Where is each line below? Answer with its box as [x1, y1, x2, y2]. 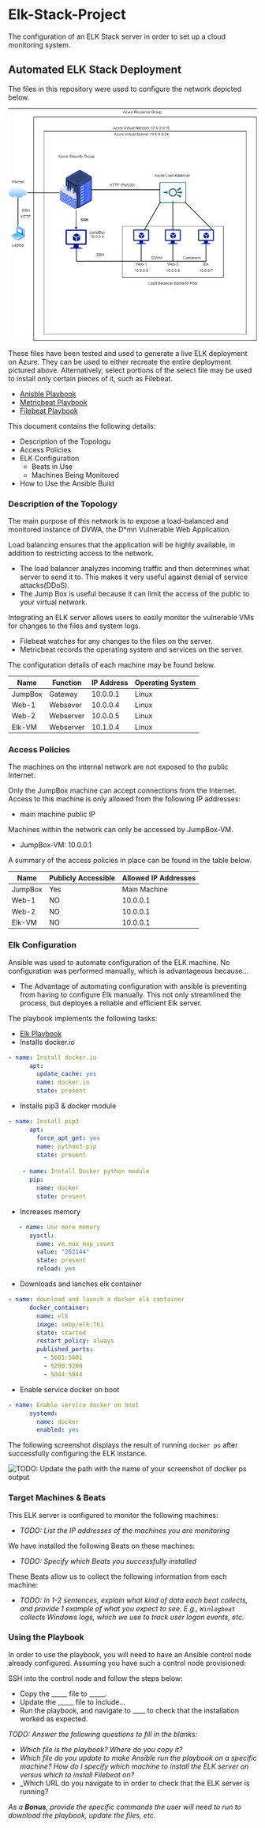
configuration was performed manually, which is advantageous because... [8, 966, 249, 975]
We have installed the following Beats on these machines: [8, 1541, 196, 1550]
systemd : [28, 1410, 58, 1417]
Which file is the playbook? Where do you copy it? [19, 1744, 183, 1754]
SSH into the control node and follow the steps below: [8, 1673, 183, 1682]
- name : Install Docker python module [22, 1168, 150, 1175]
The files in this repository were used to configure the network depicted [8, 84, 242, 93]
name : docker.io [36, 1078, 90, 1087]
